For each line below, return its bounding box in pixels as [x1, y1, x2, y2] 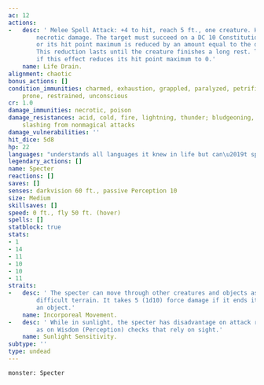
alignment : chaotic [8, 70, 72, 78]
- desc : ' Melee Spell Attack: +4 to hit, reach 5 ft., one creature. [8, 26, 251, 34]
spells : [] [8, 216, 44, 224]
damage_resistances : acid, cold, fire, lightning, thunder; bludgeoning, [8, 114, 255, 122]
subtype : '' [8, 340, 47, 348]
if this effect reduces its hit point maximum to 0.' [36, 56, 216, 64]
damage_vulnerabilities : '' [8, 128, 101, 136]
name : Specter [8, 165, 55, 173]
